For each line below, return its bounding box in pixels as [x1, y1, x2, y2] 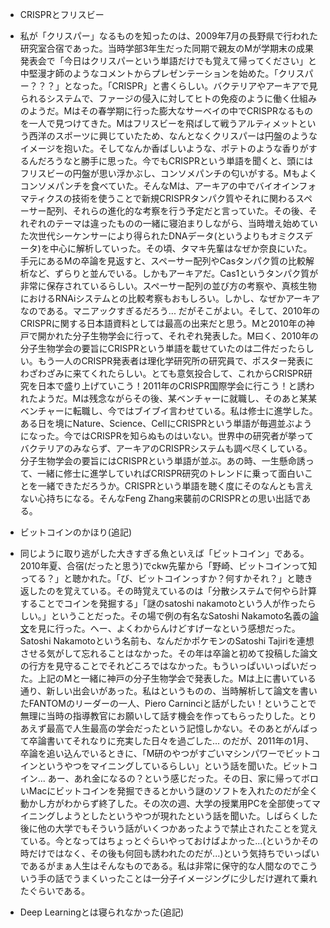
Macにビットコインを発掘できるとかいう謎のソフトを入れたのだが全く [28, 785, 319, 797]
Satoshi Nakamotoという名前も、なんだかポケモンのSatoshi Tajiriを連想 [19, 635, 315, 647]
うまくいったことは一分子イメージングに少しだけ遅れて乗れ [72, 873, 318, 884]
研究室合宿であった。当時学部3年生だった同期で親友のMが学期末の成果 [19, 43, 314, 54]
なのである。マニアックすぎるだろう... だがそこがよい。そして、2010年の [19, 305, 320, 317]
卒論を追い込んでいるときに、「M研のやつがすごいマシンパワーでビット [19, 748, 312, 759]
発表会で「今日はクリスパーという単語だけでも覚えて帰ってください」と [19, 55, 317, 67]
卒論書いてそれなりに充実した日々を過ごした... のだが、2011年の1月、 [28, 735, 315, 747]
